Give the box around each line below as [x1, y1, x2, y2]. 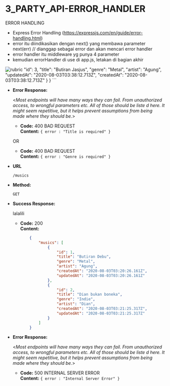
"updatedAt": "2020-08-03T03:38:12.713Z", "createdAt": [5, 72, 124, 78]
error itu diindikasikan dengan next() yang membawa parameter [12, 40, 146, 46]
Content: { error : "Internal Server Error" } [20, 375, 120, 381]
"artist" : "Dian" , [56, 301, 95, 307]
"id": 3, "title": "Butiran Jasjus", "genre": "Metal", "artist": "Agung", [23, 66, 162, 73]
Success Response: [12, 200, 56, 206]
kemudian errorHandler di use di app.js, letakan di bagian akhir [12, 56, 144, 62]
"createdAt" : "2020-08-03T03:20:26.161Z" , [56, 268, 148, 274]
